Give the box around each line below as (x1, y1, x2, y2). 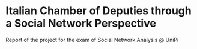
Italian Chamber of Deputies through (5, 4, 192, 18)
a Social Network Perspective (5, 17, 157, 30)
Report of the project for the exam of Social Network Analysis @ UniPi (5, 36, 179, 43)
